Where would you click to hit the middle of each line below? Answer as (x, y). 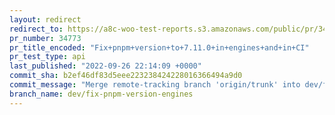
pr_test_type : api (47, 57)
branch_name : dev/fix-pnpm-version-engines (101, 94)
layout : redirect (45, 19)
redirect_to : (36, 29)
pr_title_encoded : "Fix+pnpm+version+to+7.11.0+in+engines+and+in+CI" (159, 47)
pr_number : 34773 (45, 38)
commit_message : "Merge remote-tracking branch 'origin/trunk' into (155, 85)
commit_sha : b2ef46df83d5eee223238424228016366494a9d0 (126, 76)
